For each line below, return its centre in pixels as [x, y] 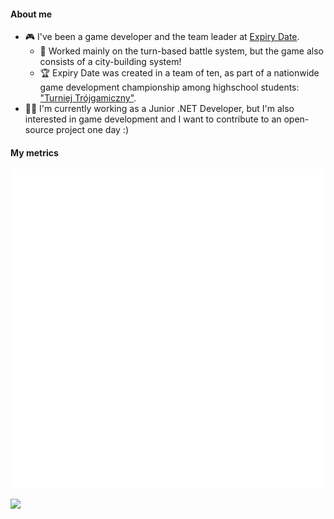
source [39, 130]
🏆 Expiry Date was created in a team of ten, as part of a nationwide [179, 73]
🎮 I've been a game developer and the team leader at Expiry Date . [162, 37]
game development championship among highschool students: [169, 87]
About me [31, 14]
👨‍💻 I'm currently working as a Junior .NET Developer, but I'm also [159, 109]
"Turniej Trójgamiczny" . [88, 98]
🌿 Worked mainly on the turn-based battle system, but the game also [181, 51]
